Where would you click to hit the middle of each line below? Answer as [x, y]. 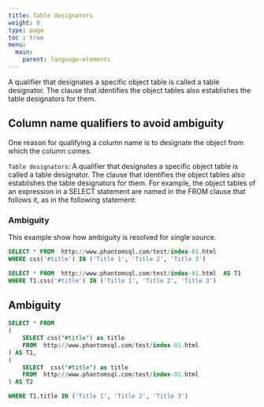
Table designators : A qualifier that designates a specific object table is [123, 166]
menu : [17, 45]
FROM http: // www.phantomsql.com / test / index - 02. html [111, 375]
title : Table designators [50, 15]
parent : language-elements [67, 60]
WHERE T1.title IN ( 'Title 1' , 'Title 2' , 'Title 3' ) [99, 396]
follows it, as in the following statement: [73, 200]
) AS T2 [21, 382]
